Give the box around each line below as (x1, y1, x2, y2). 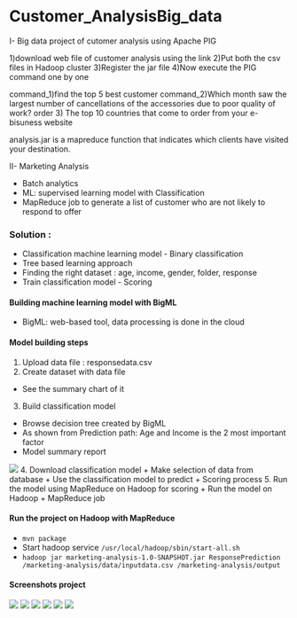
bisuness (9, 117, 43, 128)
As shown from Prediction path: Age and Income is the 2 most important (21, 427, 286, 438)
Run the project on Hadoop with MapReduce (9, 512, 176, 524)
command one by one (9, 71, 90, 82)
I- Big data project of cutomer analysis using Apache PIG (9, 35, 217, 46)
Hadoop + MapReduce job (9, 492, 106, 503)
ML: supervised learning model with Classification (21, 187, 206, 198)
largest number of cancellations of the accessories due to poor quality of (9, 98, 277, 108)
